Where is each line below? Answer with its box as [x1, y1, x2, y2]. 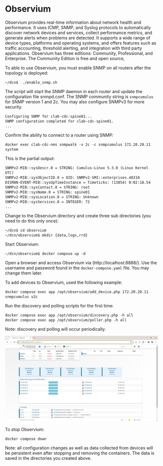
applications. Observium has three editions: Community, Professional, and [5, 50, 153, 56]
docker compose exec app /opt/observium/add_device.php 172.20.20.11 [5, 289, 149, 294]
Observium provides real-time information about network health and [5, 19, 142, 25]
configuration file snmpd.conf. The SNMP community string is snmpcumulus [5, 94, 154, 99]
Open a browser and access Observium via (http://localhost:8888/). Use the [5, 259, 157, 265]
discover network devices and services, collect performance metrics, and [5, 30, 153, 35]
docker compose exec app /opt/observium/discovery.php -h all [5, 313, 133, 318]
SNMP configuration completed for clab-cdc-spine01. [5, 119, 114, 124]
